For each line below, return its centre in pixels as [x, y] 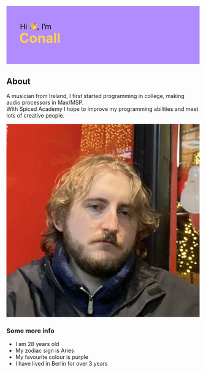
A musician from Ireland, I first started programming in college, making [96, 96]
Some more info [30, 331]
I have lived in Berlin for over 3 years [62, 364]
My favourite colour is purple [52, 357]
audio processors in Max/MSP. [45, 102]
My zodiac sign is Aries [45, 351]
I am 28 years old [37, 344]
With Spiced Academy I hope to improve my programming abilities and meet [102, 109]
